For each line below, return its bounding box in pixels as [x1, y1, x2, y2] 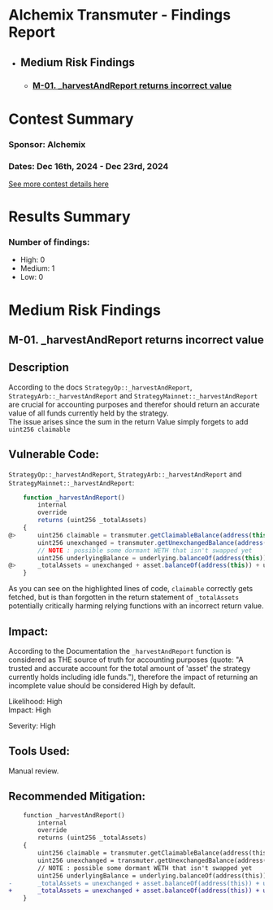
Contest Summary [8, 110, 134, 128]
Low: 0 [19, 272, 44, 282]
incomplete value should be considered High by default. [8, 681, 196, 690]
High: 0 [19, 255, 45, 265]
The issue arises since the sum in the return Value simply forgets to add [8, 416, 249, 426]
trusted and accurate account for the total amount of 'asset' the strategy [8, 664, 251, 673]
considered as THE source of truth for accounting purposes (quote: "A [8, 655, 244, 664]
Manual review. [8, 766, 59, 776]
